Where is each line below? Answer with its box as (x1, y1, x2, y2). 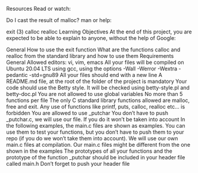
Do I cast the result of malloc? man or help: (6, 17, 112, 23)
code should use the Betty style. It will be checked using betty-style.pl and (6, 84, 190, 91)
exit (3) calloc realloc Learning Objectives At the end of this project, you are (6, 28, 192, 35)
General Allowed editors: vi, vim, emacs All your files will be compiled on (6, 59, 184, 66)
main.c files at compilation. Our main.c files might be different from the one (6, 141, 191, 148)
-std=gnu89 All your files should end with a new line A (29, 72, 163, 78)
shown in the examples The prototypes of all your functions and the (6, 147, 173, 155)
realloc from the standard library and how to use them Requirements (6, 52, 174, 59)
